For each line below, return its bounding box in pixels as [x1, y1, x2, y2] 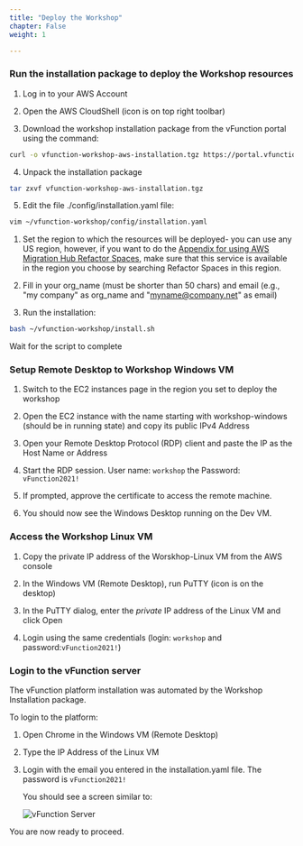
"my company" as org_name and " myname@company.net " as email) [22, 290, 278, 300]
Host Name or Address [22, 447, 108, 458]
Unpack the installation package [22, 166, 142, 177]
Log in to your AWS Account [22, 87, 128, 99]
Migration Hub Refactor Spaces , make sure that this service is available [22, 253, 288, 264]
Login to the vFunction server [9, 664, 142, 676]
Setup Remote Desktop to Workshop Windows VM [9, 363, 234, 376]
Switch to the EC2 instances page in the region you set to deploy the [22, 384, 278, 395]
